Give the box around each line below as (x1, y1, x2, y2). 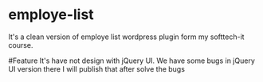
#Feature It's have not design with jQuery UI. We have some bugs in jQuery (8, 56, 255, 65)
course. (8, 40, 33, 49)
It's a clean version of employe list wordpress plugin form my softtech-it (8, 32, 245, 41)
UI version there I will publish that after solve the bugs (8, 64, 186, 73)
